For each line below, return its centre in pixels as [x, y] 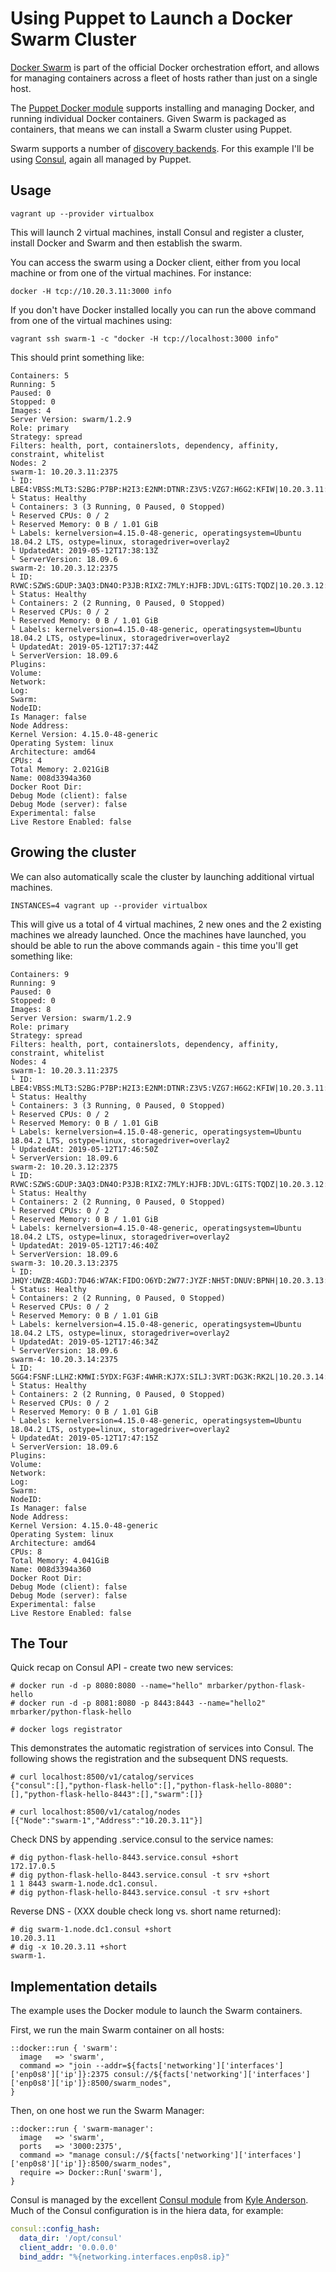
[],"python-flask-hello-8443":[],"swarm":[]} [106, 1795]
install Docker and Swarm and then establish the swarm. [126, 243]
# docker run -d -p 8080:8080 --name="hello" [106, 1686]
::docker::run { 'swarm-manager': [82, 2129]
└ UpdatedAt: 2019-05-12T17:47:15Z [84, 1438]
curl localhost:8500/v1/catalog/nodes [100, 1812]
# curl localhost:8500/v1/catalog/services [102, 1777]
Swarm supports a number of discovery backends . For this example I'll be [162, 148]
